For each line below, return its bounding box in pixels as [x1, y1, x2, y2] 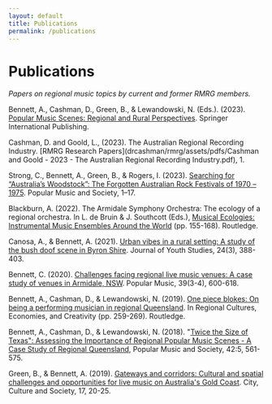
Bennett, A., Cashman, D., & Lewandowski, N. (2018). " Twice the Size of [8, 327, 249, 337]
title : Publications [8, 20, 79, 28]
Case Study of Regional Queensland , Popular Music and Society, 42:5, [8, 345, 244, 354]
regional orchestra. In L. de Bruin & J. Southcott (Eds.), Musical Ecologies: [8, 212, 256, 222]
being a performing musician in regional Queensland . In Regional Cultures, [8, 302, 257, 313]
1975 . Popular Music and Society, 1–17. [8, 188, 136, 198]
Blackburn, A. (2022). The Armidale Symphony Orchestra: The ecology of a [8, 204, 261, 214]
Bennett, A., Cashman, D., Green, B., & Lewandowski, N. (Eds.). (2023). [8, 105, 246, 115]
